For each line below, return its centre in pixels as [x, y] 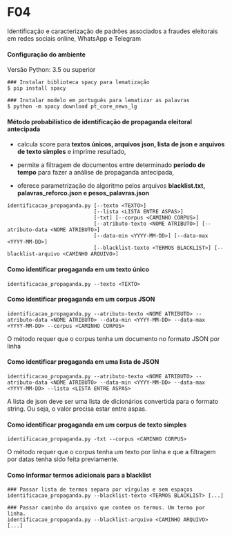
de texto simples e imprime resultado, [71, 152]
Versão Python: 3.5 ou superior [51, 70]
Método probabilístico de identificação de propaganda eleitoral [99, 121]
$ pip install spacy [37, 88]
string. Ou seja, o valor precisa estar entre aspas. [77, 409]
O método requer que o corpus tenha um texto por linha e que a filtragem [112, 452]
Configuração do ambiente [47, 54]
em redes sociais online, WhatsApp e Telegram [74, 38]
